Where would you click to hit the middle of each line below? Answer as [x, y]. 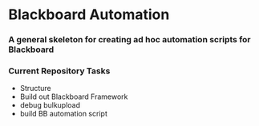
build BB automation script [64, 114]
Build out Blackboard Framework [74, 96]
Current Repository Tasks [59, 71]
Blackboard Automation [89, 15]
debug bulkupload [50, 105]
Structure [35, 89]
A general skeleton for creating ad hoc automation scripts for [129, 40]
